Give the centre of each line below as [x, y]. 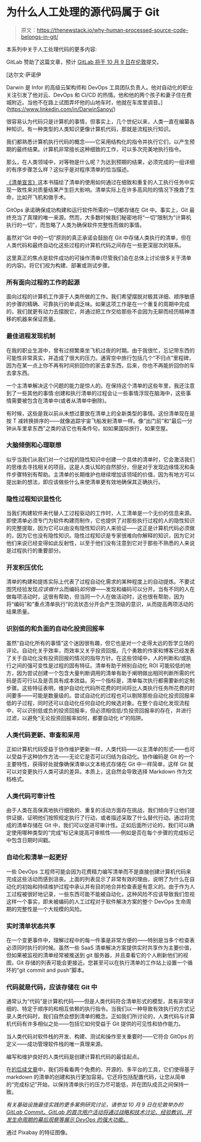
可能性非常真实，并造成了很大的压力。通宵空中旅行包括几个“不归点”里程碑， [100, 358]
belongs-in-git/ [39, 37]
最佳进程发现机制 [31, 336]
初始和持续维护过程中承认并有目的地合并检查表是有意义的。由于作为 [106, 886]
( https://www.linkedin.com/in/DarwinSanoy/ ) [61, 109]
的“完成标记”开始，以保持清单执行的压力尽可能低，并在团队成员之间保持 [95, 1084]
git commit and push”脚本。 [53, 970]
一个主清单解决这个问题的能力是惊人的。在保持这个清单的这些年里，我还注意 [100, 385]
